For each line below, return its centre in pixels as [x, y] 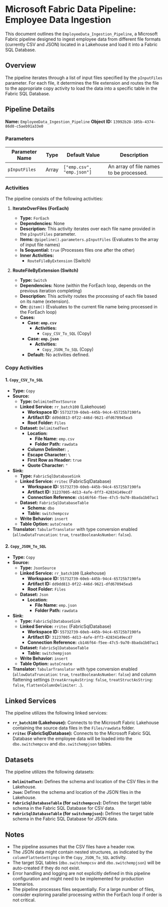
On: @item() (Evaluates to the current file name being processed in [88, 307]
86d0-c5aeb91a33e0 [24, 126]
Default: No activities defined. [58, 355]
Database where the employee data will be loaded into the [72, 739]
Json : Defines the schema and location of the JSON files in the [77, 792]
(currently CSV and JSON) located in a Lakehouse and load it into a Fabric [81, 44]
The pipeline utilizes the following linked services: [56, 713]
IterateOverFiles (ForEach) [40, 209]
